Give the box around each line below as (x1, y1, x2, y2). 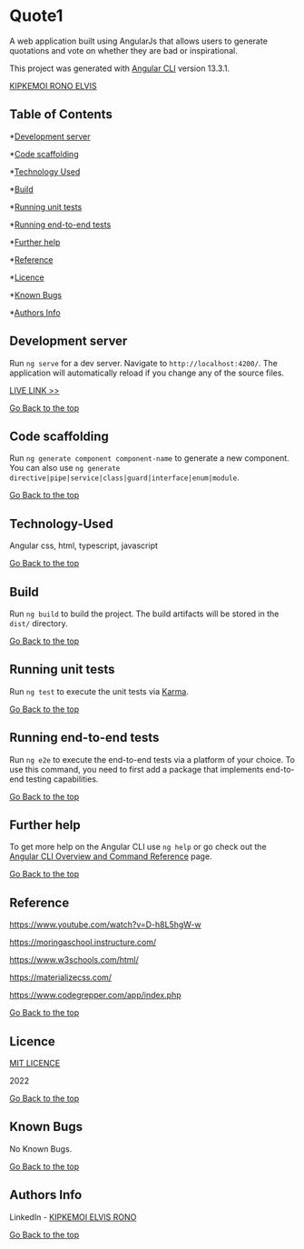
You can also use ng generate (9, 463, 121, 474)
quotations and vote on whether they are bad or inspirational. (9, 45, 238, 55)
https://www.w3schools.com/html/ (9, 954, 139, 965)
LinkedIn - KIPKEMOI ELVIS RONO (9, 1211, 137, 1223)
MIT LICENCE (9, 1058, 61, 1069)
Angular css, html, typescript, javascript (9, 540, 159, 551)
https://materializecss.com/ (9, 972, 112, 983)
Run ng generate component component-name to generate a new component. (9, 453, 290, 464)
